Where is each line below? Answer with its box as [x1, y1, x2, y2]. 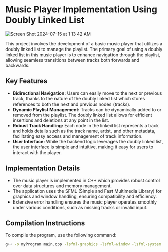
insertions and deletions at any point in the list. [12, 117, 109, 123]
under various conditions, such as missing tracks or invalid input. [12, 204, 148, 210]
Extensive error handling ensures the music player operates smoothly [12, 198, 157, 205]
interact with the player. [12, 149, 62, 155]
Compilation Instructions [5, 219, 85, 227]
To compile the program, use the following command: [5, 232, 117, 238]
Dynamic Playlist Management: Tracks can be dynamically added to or [12, 106, 162, 112]
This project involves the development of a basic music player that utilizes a [5, 40, 163, 46]
